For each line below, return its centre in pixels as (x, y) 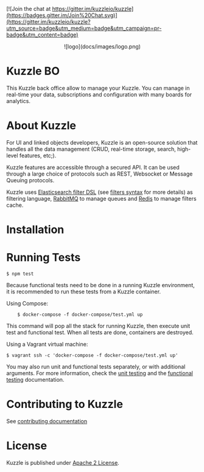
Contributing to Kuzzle (65, 404)
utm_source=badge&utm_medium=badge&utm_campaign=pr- (84, 28)
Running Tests (44, 258)
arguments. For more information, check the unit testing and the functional (100, 373)
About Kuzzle (41, 126)
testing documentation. (35, 380)
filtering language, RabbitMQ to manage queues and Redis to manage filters (101, 198)
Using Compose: (27, 303)
